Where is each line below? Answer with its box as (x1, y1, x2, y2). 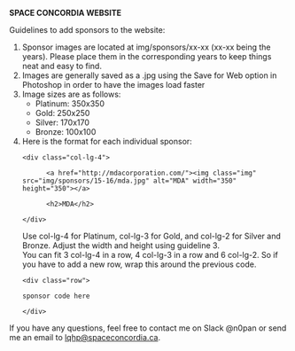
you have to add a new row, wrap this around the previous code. (21, 259, 257, 269)
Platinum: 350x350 (35, 98, 105, 109)
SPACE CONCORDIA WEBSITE (9, 8, 122, 18)
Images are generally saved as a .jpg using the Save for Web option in (21, 70, 277, 81)
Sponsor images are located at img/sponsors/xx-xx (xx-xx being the (21, 42, 271, 52)
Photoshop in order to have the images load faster (21, 80, 206, 90)
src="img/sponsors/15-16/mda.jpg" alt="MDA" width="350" (21, 176, 237, 185)
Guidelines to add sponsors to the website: (9, 25, 166, 35)
